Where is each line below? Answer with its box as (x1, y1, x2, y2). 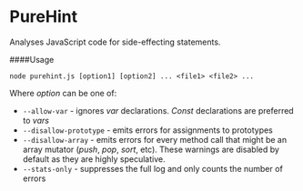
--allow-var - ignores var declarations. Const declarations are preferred (22, 105, 294, 116)
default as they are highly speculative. (22, 153, 166, 165)
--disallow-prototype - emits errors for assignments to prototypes (22, 125, 273, 136)
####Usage (9, 54, 55, 65)
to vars (22, 115, 50, 126)
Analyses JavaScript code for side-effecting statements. (9, 36, 221, 47)
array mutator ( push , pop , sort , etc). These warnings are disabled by (22, 144, 280, 155)
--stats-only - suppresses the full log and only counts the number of (22, 163, 284, 174)
